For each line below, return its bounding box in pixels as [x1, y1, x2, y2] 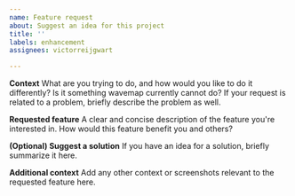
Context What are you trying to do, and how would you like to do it [9, 78, 253, 89]
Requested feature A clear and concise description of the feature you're [9, 114, 275, 125]
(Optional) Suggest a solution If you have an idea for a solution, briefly [9, 141, 269, 152]
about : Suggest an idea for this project [9, 21, 165, 30]
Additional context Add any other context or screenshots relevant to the [9, 168, 275, 178]
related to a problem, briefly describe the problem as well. [9, 97, 221, 107]
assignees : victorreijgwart [9, 46, 114, 55]
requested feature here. [9, 176, 96, 187]
